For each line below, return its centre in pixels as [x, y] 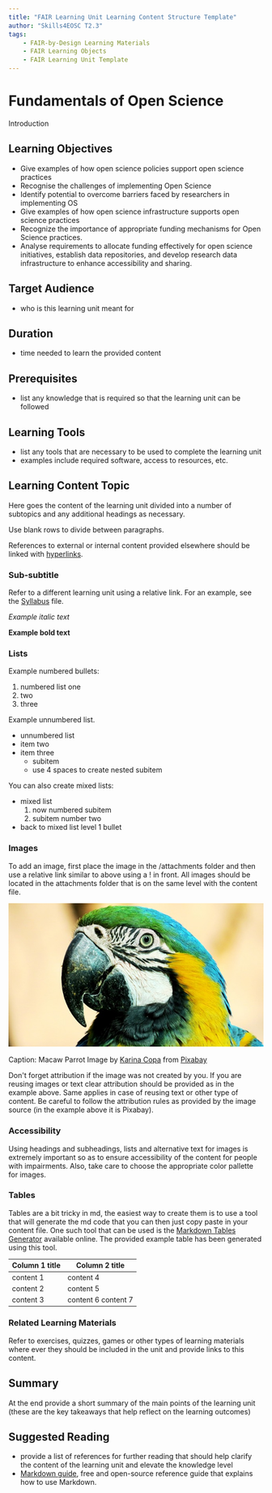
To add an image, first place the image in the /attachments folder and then [132, 866]
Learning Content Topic [69, 486]
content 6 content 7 [100, 1300]
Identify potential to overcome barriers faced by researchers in [125, 194]
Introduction [29, 123]
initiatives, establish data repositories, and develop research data [128, 255]
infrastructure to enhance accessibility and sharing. [106, 263]
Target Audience [51, 289]
